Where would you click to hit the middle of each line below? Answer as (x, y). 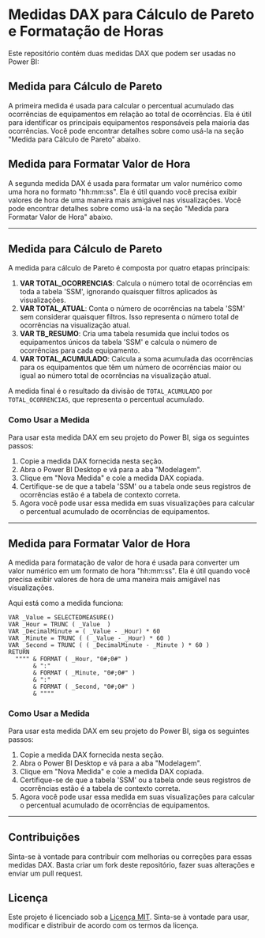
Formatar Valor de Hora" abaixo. (60, 217)
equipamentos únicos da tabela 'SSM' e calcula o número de (118, 342)
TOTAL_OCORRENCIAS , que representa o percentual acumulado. (106, 399)
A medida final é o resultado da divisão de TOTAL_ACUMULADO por (110, 391)
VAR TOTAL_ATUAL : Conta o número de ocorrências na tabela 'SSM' (132, 308)
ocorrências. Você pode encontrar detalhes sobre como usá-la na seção (126, 130)
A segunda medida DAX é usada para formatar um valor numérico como (125, 183)
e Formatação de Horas (86, 31)
